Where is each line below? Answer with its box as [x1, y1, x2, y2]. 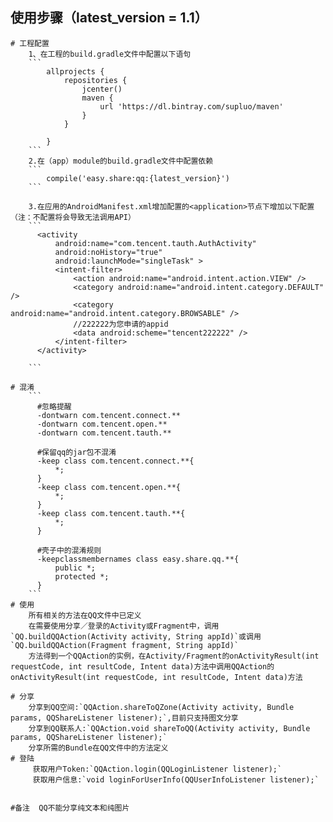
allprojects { [46, 66, 105, 77]
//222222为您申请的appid [73, 319, 169, 329]
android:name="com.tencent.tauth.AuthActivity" [54, 238, 257, 248]
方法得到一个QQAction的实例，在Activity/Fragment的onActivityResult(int [28, 651, 320, 661]
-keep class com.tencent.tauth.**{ [36, 508, 186, 518]
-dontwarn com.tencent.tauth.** [36, 428, 172, 438]
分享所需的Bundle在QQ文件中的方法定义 [28, 743, 169, 753]
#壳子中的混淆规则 [36, 545, 102, 555]
